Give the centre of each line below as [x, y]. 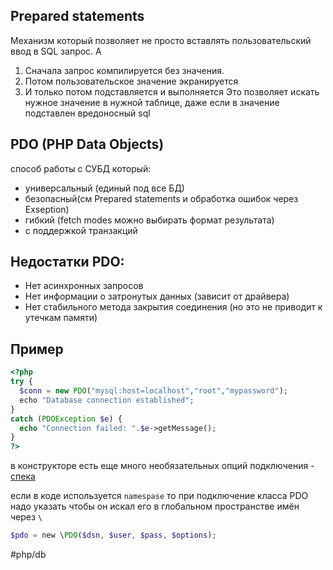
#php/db [28, 554]
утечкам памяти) [61, 318]
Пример [37, 349]
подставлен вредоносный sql [87, 113]
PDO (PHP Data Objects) [87, 144]
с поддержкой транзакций [81, 230]
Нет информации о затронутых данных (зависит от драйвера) [157, 296]
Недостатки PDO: [67, 262]
